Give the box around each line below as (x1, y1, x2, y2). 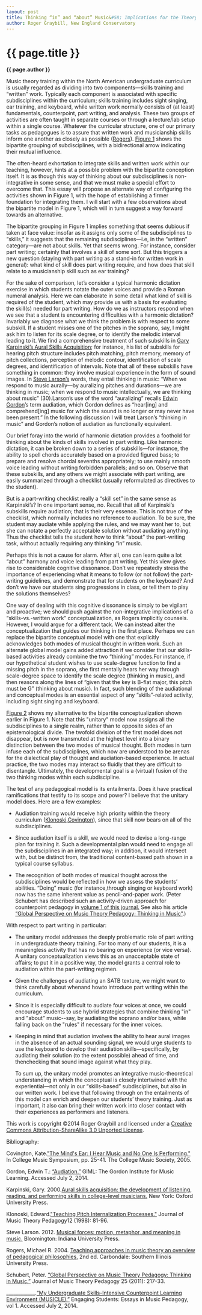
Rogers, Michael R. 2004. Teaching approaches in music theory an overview (6, 1247, 195, 1254)
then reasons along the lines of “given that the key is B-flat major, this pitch (6, 679, 192, 686)
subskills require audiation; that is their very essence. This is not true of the (6, 508, 192, 515)
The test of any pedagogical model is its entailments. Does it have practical (6, 785, 192, 793)
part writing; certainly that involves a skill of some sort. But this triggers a (6, 249, 188, 256)
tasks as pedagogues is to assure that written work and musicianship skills (6, 129, 191, 136)
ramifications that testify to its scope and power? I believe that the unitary (6, 791, 188, 799)
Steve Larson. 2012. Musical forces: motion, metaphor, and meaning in (6, 1229, 181, 1236)
